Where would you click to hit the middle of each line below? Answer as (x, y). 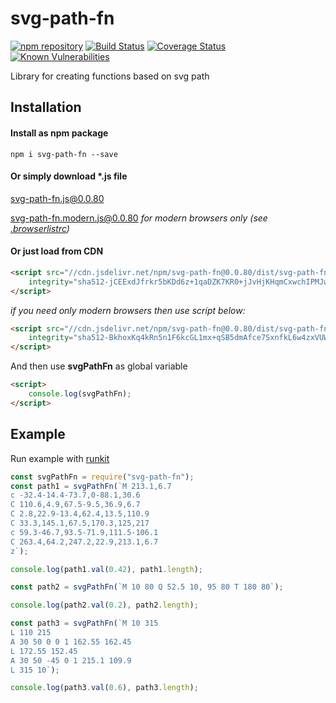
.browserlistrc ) (40, 228)
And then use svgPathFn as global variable (99, 366)
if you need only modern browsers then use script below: (128, 310)
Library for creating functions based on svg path (110, 76)
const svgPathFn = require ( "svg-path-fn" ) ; (102, 477)
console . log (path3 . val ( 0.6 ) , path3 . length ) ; (104, 688)
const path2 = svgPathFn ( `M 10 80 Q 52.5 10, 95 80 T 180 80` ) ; (147, 587)
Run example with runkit (60, 458)
